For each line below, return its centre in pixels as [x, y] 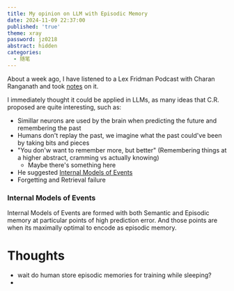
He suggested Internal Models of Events [75, 172]
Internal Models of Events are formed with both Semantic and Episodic [109, 213]
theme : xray [24, 33]
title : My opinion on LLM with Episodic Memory [78, 14]
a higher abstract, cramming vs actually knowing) [88, 157]
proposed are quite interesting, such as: [64, 107]
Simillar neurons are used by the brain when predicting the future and [117, 120]
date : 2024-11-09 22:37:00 [46, 20]
